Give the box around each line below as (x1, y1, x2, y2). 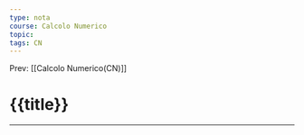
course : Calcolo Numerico (9, 22, 107, 31)
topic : (9, 30, 34, 39)
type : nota (9, 13, 51, 22)
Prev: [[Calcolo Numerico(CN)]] (9, 63, 128, 74)
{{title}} (9, 94, 70, 115)
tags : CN (9, 38, 43, 48)
